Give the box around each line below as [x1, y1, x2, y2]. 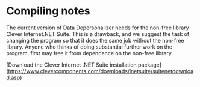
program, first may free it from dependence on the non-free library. [6, 49, 173, 56]
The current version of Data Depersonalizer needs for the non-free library [6, 24, 189, 31]
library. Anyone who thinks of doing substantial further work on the [6, 43, 173, 50]
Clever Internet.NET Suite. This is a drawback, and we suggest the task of [6, 30, 190, 37]
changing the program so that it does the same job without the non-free [6, 37, 185, 44]
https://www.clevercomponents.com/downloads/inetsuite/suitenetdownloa [8, 67, 194, 74]
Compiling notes [6, 4, 90, 18]
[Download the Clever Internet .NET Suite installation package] [6, 61, 161, 68]
